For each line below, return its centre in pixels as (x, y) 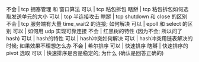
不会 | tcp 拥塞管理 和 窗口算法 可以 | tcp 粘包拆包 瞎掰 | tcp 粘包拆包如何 (95, 9)
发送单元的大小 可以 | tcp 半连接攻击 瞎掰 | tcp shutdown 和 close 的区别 (99, 16)
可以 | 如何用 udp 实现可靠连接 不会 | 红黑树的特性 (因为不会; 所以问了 (97, 31)
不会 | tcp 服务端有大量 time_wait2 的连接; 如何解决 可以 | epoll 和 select (94, 24)
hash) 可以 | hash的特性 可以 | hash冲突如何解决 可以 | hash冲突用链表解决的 (99, 38)
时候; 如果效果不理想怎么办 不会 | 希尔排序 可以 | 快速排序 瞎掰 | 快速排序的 (97, 46)
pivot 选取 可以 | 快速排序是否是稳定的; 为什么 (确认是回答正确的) (85, 53)
